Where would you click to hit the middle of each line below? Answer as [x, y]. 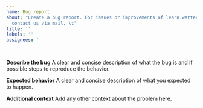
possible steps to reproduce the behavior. [58, 69]
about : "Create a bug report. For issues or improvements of [85, 17]
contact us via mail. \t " [44, 23]
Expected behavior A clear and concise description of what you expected [98, 80]
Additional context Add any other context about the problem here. [89, 98]
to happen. [20, 87]
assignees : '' [24, 40]
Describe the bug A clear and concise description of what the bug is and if [99, 62]
